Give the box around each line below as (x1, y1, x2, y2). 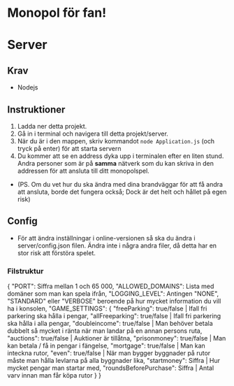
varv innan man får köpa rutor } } (7, 371, 102, 380)
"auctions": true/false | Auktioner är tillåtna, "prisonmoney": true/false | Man (7, 334, 226, 343)
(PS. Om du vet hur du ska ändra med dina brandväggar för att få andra (17, 180, 224, 188)
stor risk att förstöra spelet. (17, 248, 96, 257)
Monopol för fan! (7, 5, 107, 21)
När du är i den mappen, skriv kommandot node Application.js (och (17, 137, 215, 145)
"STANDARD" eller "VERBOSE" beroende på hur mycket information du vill (7, 297, 221, 306)
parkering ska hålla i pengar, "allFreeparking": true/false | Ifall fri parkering (7, 312, 221, 320)
